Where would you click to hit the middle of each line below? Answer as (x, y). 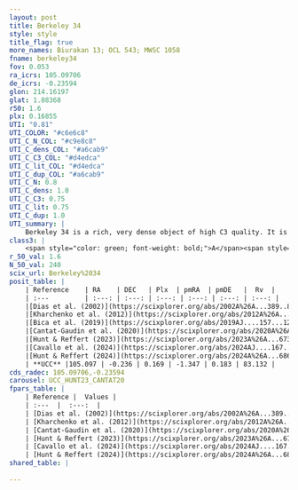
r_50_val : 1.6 (35, 257)
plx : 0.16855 (33, 116)
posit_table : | (37, 281)
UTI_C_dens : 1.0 (39, 191)
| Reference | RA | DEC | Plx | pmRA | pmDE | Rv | (150, 289)
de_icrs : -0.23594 (43, 83)
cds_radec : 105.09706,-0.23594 (67, 372)
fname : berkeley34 (43, 59)
